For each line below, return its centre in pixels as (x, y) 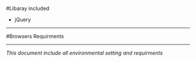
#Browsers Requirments (35, 36)
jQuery (22, 19)
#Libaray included (28, 8)
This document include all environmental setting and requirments (85, 53)
